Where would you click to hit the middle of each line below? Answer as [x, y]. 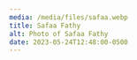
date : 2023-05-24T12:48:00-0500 [68, 42]
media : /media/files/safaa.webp [68, 17]
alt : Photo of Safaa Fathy [59, 34]
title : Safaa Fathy [45, 26]
